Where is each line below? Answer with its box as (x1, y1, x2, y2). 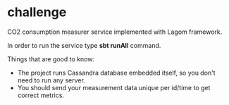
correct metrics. (17, 91, 65, 99)
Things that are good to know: (7, 54, 95, 63)
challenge (7, 4, 67, 20)
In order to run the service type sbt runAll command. (7, 41, 161, 49)
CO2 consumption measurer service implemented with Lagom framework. (7, 27, 223, 36)
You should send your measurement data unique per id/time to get (17, 83, 211, 92)
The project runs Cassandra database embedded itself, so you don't (17, 68, 216, 77)
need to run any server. (17, 75, 86, 85)
